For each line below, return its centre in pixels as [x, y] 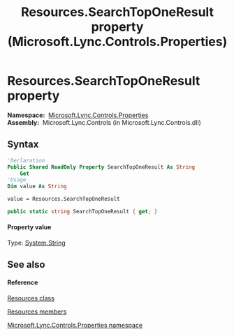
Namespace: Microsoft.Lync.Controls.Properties [78, 115]
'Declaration [26, 160]
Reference [23, 282]
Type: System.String [37, 243]
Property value [29, 227]
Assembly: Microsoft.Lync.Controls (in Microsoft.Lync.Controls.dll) [104, 122]
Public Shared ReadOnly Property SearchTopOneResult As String [101, 167]
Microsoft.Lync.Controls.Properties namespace [75, 325]
